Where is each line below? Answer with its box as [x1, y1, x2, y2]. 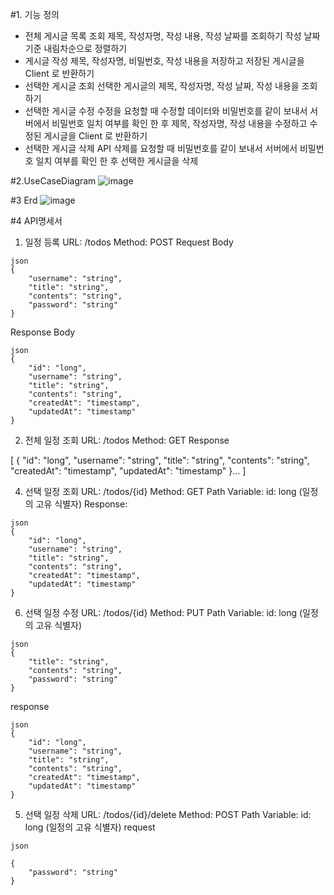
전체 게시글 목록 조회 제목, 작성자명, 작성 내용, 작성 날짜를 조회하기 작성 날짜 [24, 30, 321, 42]
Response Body [10, 326, 76, 338]
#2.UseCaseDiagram [10, 175, 97, 187]
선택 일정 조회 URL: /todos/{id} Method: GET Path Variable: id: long [24, 486, 297, 497]
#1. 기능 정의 [10, 9, 60, 20]
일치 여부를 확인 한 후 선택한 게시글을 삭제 [35, 155, 199, 167]
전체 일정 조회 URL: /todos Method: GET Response [24, 434, 230, 446]
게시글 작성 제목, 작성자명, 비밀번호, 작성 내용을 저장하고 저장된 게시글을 [24, 55, 305, 67]
